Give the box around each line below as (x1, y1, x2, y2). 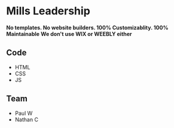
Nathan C (14, 115, 39, 123)
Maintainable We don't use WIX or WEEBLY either (6, 30, 133, 37)
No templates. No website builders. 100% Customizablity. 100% (6, 24, 169, 31)
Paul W (14, 109, 33, 117)
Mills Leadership (6, 4, 91, 18)
